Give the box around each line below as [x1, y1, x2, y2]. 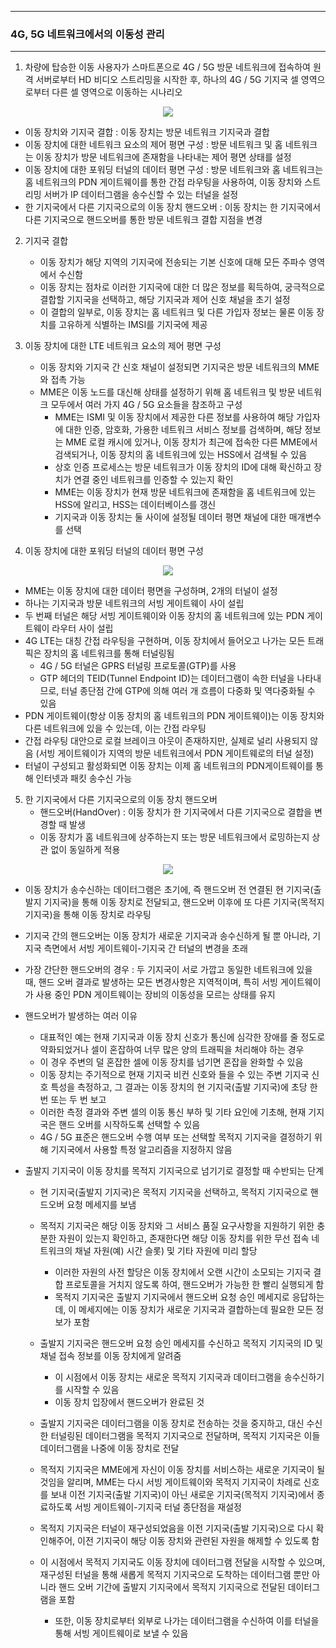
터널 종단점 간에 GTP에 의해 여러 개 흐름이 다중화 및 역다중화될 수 [61, 685, 316, 697]
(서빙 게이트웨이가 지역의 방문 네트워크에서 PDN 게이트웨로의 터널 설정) [35, 747, 315, 760]
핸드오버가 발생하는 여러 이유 [24, 1010, 138, 1022]
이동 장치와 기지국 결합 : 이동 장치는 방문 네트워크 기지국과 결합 [24, 126, 270, 138]
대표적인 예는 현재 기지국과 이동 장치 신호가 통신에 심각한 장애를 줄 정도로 [39, 1031, 326, 1043]
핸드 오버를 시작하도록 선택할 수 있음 [58, 1119, 201, 1131]
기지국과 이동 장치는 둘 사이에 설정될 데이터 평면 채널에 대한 [54, 511, 287, 523]
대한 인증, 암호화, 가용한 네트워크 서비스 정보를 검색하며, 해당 [65, 424, 303, 436]
